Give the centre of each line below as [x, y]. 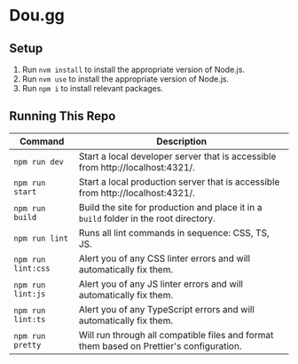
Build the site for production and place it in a [170, 207]
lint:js [30, 293]
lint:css [32, 268]
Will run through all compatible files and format [176, 335]
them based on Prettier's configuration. [160, 345]
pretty [27, 344]
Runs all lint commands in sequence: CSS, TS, [174, 233]
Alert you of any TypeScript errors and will [167, 309]
